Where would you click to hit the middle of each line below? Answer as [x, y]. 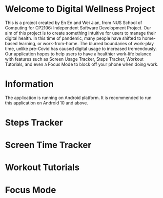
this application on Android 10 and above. [47, 103]
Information [29, 84]
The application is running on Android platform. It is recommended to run [78, 98]
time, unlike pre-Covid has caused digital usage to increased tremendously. [81, 49]
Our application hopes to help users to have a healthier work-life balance [78, 54]
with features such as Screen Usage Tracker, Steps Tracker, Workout [74, 59]
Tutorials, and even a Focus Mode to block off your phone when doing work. [82, 64]
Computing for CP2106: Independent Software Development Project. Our [78, 27]
